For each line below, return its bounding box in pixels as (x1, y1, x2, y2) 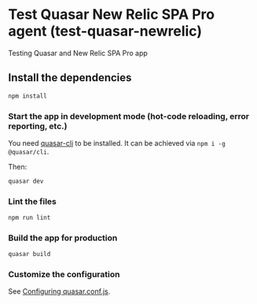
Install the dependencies (8, 71, 132, 84)
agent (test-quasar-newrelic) (8, 22, 203, 40)
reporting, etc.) (8, 120, 68, 132)
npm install (8, 92, 47, 100)
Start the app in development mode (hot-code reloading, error (8, 110, 250, 121)
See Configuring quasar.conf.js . (8, 287, 111, 296)
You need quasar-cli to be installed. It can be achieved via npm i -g (8, 138, 226, 147)
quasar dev (8, 177, 44, 185)
